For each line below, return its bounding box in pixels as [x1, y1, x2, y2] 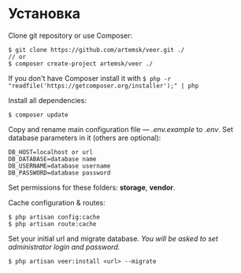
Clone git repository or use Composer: [8, 31, 133, 40]
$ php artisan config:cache [8, 213, 101, 221]
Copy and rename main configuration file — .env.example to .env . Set [8, 124, 234, 134]
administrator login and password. [8, 242, 120, 252]
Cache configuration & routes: [8, 197, 106, 207]
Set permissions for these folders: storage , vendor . [8, 183, 176, 192]
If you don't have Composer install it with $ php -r [8, 73, 172, 83]
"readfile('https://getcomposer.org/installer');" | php [8, 82, 199, 90]
